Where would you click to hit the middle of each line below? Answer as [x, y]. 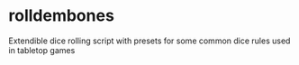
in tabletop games [42, 50]
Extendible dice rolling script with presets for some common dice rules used [149, 41]
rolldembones [61, 16]
